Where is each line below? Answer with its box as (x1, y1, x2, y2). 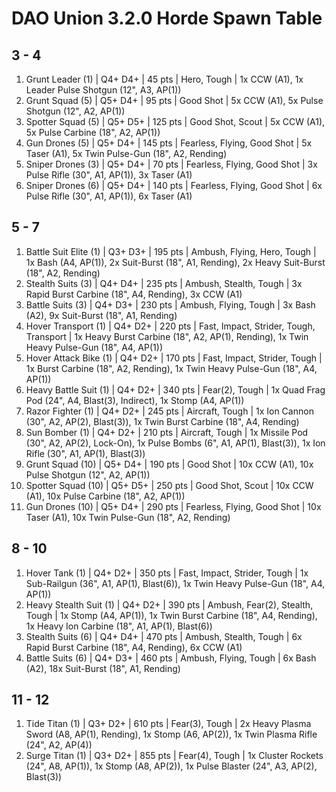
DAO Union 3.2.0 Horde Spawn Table (11, 7, 323, 30)
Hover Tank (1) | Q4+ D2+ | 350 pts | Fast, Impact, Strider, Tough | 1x (25, 567, 309, 579)
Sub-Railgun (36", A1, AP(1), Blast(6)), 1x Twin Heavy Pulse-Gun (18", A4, (25, 577, 326, 589)
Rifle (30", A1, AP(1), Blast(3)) (25, 447, 146, 459)
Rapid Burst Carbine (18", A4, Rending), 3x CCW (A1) (25, 288, 243, 300)
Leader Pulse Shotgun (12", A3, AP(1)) (25, 84, 182, 96)
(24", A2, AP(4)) (25, 739, 93, 751)
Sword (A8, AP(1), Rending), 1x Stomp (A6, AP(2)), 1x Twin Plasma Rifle (25, 728, 318, 741)
